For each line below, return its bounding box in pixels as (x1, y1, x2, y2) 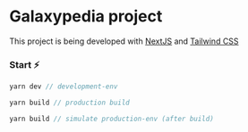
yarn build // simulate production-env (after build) (9, 114, 215, 123)
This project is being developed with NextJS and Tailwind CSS (9, 36, 239, 46)
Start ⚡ (9, 58, 40, 70)
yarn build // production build (9, 98, 130, 108)
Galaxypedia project (9, 6, 163, 27)
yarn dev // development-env (9, 82, 118, 91)
